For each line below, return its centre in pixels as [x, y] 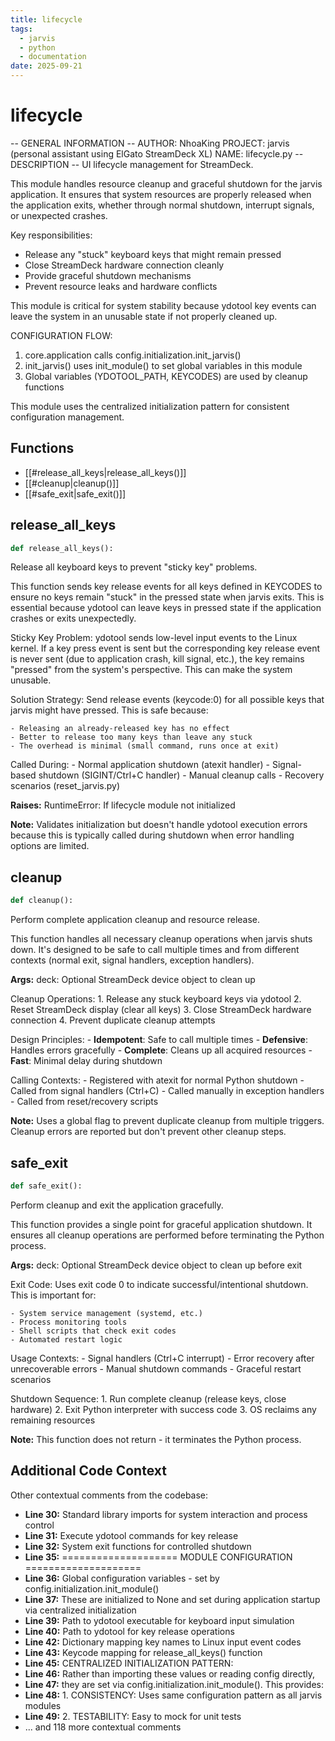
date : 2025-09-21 [46, 66]
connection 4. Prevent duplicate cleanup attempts [113, 1020]
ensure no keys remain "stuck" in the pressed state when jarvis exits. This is [167, 597]
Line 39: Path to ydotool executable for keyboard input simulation [159, 1620]
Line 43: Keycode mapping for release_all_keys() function [143, 1652]
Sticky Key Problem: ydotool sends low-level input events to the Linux [154, 638]
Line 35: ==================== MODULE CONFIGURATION [158, 1557]
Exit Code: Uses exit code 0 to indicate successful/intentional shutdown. [159, 1284]
